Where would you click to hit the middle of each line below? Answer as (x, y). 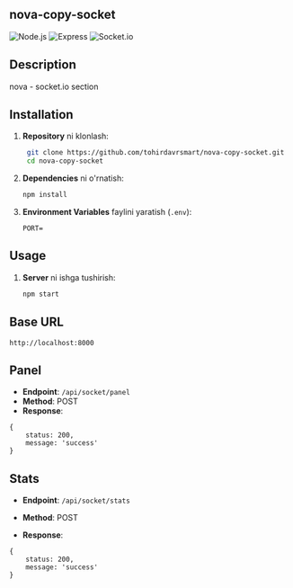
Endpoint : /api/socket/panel (76, 392)
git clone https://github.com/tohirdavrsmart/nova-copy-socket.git (155, 153)
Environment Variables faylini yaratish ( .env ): (107, 212)
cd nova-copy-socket (65, 161)
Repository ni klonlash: (66, 136)
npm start (41, 294)
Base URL (37, 322)
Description (43, 65)
